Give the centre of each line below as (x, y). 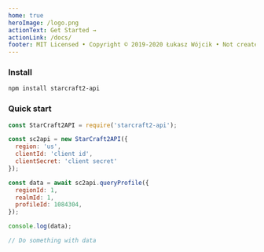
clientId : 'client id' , (54, 154)
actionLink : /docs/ (40, 37)
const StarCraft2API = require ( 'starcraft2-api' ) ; (93, 125)
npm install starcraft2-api (54, 89)
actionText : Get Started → (52, 30)
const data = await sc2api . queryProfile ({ (79, 183)
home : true (26, 15)
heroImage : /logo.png (44, 23)
